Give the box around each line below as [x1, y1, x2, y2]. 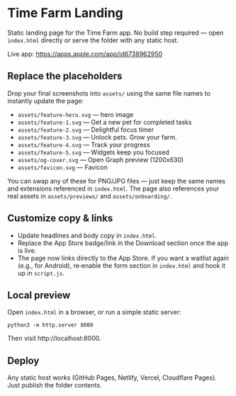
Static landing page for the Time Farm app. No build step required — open [7, 28, 224, 37]
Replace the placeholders [7, 70, 123, 82]
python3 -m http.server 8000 [7, 322, 94, 329]
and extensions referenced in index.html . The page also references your [7, 184, 220, 193]
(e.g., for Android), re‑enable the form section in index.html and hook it [17, 261, 225, 270]
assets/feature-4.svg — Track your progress [17, 140, 150, 149]
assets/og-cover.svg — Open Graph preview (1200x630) [17, 155, 184, 164]
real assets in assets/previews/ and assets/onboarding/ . [7, 191, 172, 200]
